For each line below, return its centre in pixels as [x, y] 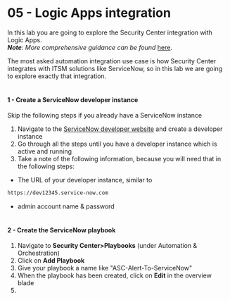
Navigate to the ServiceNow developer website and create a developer [120, 129]
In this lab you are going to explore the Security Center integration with [110, 32]
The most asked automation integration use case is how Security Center [112, 61]
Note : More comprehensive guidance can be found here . [90, 47]
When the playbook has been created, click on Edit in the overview [115, 275]
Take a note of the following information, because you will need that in [119, 159]
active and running [45, 151]
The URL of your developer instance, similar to [85, 180]
